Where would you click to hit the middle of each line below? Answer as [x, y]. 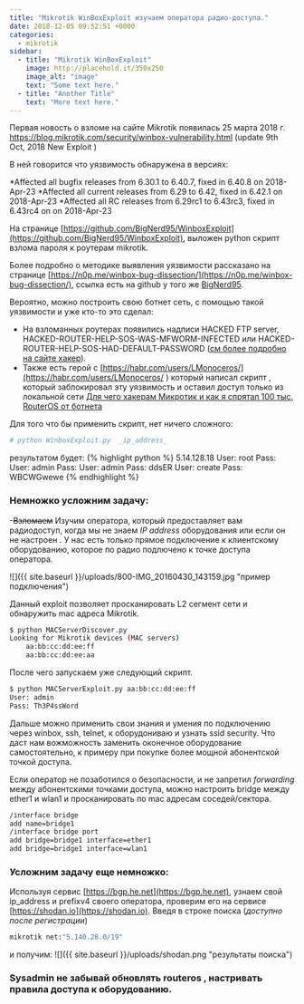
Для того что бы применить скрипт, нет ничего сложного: [121, 424]
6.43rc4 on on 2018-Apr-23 [61, 211]
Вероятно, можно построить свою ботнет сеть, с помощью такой [137, 302]
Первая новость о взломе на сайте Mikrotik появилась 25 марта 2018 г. [147, 128]
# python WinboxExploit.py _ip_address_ [89, 440]
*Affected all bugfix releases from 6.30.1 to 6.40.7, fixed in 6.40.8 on [137, 182]
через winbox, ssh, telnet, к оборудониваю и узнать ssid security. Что [142, 733]
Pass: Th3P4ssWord [44, 706]
